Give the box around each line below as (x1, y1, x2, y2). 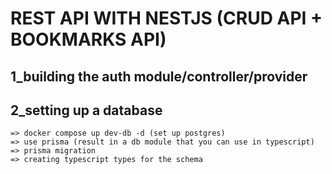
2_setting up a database (10, 102, 163, 119)
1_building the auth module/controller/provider (10, 68, 308, 85)
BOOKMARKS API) (10, 28, 167, 51)
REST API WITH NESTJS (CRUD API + (10, 7, 323, 30)
